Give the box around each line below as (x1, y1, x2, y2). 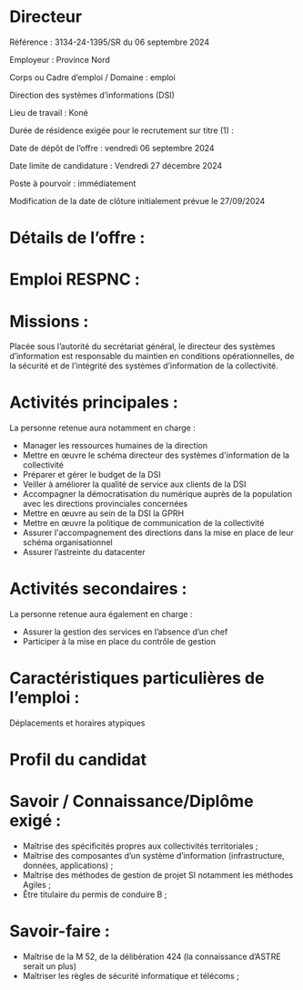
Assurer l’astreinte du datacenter (22, 547, 146, 558)
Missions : (9, 311, 89, 332)
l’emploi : (9, 687, 80, 708)
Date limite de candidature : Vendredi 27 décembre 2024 (9, 160, 223, 170)
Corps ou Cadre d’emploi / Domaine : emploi (9, 71, 176, 83)
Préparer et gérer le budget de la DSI (22, 469, 161, 480)
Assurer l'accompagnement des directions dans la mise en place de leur (22, 527, 294, 539)
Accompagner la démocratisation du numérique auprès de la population (22, 489, 293, 500)
